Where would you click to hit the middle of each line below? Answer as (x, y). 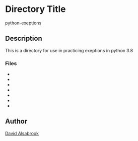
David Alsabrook (22, 133)
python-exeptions (23, 23)
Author (16, 121)
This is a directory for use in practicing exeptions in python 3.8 (69, 50)
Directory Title (35, 9)
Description (24, 38)
